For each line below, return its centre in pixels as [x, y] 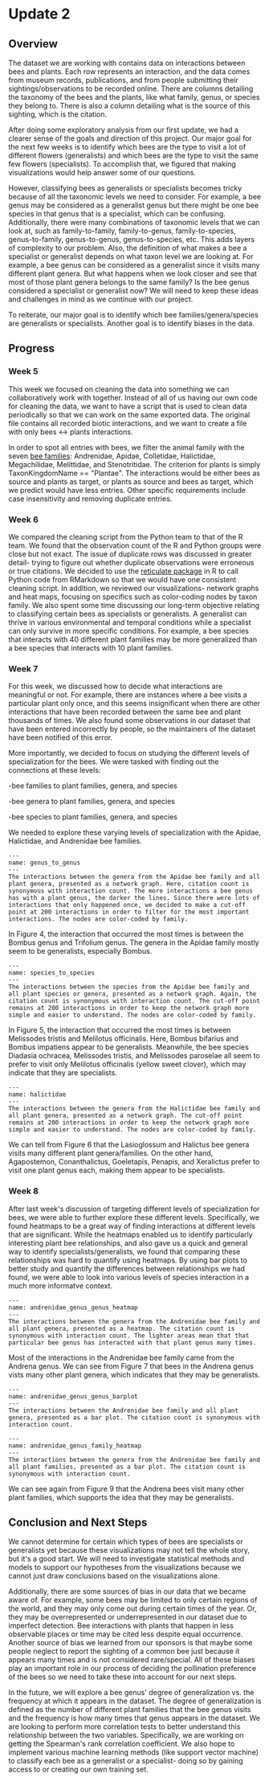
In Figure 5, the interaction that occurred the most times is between [120, 1030]
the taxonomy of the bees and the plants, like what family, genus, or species [134, 97]
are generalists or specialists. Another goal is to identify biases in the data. [132, 323]
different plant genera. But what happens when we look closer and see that [132, 273]
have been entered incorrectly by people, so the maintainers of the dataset [132, 729]
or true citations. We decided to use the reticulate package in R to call [123, 571]
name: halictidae [37, 1094]
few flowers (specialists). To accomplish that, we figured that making [122, 164]
